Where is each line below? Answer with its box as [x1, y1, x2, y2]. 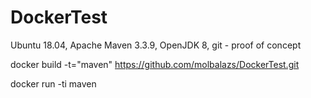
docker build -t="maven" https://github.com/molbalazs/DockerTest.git [10, 58, 300, 70]
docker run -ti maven [10, 77, 97, 90]
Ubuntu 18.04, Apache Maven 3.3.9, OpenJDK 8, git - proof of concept [10, 39, 302, 51]
